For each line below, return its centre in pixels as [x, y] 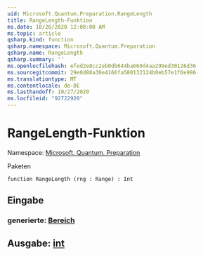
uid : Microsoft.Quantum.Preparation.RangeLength [80, 14]
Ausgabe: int [36, 243]
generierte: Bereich [41, 220]
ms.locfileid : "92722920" [45, 99]
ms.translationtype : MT [42, 79]
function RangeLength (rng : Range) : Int [70, 179]
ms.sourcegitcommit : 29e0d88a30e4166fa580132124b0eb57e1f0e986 [102, 72]
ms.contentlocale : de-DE [44, 86]
